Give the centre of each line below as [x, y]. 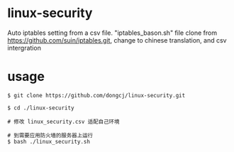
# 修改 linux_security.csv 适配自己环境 [63, 121]
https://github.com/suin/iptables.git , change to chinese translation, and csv [117, 40]
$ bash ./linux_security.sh [49, 141]
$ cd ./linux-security [41, 108]
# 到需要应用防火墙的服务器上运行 [50, 135]
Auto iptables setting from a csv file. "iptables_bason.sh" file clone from [112, 33]
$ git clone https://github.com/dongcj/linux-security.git [96, 95]
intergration [24, 48]
